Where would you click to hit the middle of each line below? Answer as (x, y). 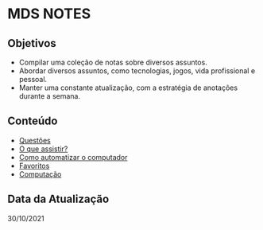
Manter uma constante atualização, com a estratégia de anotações (128, 88)
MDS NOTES (49, 14)
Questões (35, 140)
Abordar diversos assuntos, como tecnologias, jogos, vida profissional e (137, 71)
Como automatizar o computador (73, 157)
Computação (40, 174)
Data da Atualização (58, 199)
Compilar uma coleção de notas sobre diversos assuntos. (113, 62)
